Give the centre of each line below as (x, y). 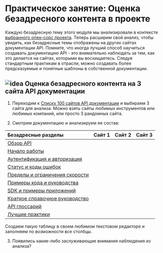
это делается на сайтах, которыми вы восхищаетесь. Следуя (69, 58)
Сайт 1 (102, 135)
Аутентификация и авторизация (45, 159)
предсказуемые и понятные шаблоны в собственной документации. (76, 68)
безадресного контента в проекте (78, 19)
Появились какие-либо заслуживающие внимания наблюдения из (81, 241)
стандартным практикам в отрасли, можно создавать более (68, 63)
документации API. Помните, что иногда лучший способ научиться (75, 48)
